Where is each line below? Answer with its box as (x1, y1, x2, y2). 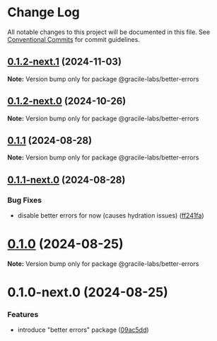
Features (7, 310, 39, 320)
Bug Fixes (7, 195, 42, 205)
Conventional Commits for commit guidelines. (7, 35, 140, 43)
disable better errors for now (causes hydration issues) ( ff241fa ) (17, 211, 204, 220)
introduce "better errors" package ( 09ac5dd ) (17, 325, 150, 334)
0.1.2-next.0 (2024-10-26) (7, 95, 127, 107)
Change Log (7, 4, 80, 21)
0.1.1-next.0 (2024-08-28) (7, 174, 126, 186)
